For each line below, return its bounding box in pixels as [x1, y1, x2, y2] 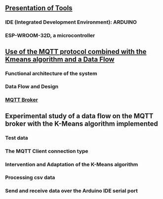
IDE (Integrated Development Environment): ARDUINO [5, 19, 137, 26]
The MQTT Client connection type [5, 148, 88, 154]
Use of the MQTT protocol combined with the [5, 47, 147, 56]
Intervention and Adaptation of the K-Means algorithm [5, 161, 138, 168]
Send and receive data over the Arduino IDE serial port [5, 188, 138, 195]
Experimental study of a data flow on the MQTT [5, 111, 154, 120]
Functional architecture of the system [5, 70, 97, 77]
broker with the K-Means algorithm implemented [5, 119, 158, 128]
